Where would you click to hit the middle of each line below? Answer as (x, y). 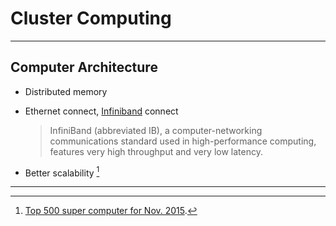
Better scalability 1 (62, 172)
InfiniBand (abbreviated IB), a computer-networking (156, 130)
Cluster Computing (91, 18)
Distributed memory (66, 91)
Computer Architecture (84, 67)
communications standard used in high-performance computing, (183, 141)
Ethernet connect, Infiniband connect (101, 111)
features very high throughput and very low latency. (156, 151)
